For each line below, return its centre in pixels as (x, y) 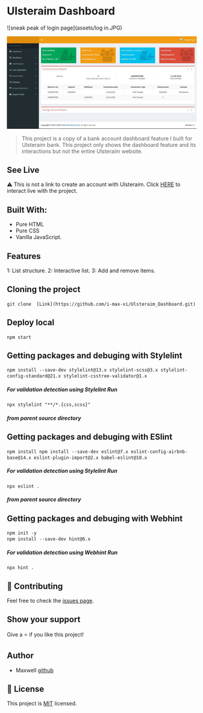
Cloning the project (44, 289)
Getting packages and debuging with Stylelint (95, 356)
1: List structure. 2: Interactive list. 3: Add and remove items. (81, 270)
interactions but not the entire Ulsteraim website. (82, 151)
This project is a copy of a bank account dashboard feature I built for (107, 138)
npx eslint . (23, 486)
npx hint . (20, 568)
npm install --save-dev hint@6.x (49, 539)
